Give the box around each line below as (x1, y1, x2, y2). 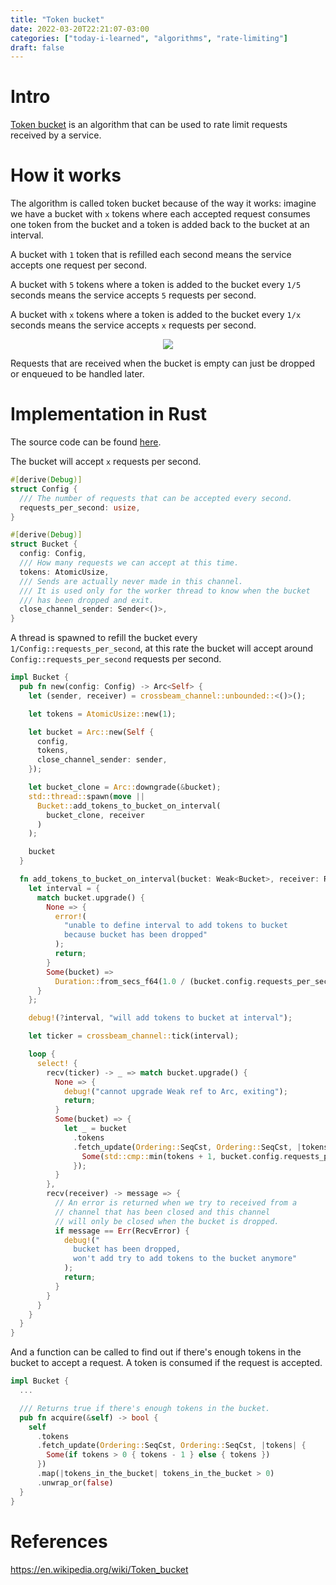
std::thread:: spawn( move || (28, 791, 145, 801)
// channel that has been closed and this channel (54, 1207, 271, 1217)
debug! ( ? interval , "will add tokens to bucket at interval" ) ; (28, 1013, 293, 1023)
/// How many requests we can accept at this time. (19, 558, 240, 568)
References (10, 1530, 108, 1553)
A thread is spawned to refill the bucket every (10, 632, 198, 644)
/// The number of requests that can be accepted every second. (19, 493, 293, 503)
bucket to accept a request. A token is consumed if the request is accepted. (10, 1357, 323, 1369)
